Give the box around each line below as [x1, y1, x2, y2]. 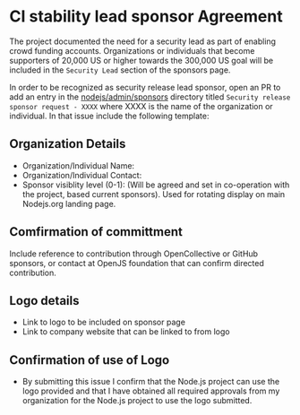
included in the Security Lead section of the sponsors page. [9, 65, 231, 75]
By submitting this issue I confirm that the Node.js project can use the [21, 376, 280, 387]
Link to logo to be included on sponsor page [21, 316, 186, 328]
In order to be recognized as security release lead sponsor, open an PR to [9, 82, 281, 92]
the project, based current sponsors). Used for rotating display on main [21, 188, 286, 199]
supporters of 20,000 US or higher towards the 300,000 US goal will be [9, 55, 274, 65]
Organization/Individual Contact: [21, 169, 142, 180]
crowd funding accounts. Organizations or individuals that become [9, 45, 255, 56]
